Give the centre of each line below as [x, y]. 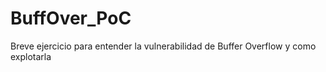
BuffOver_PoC [71, 18]
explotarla [31, 56]
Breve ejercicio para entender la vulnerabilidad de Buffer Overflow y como [163, 46]
